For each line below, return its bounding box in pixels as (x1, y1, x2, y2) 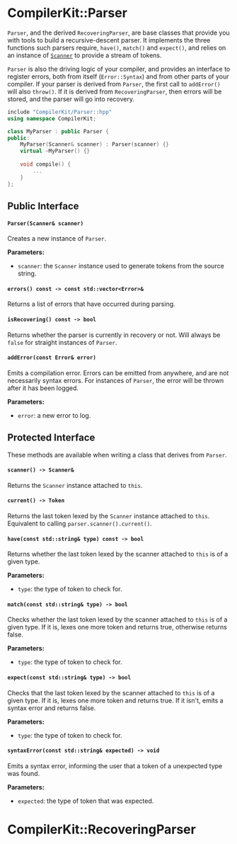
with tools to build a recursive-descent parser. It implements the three (7, 35, 211, 44)
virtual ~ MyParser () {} (20, 147, 91, 155)
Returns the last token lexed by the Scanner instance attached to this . (7, 511, 210, 520)
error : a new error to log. (17, 411, 91, 419)
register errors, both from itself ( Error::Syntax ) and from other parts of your (7, 72, 229, 81)
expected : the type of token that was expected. (17, 797, 154, 805)
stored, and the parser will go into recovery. (7, 94, 134, 103)
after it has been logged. (7, 384, 79, 392)
